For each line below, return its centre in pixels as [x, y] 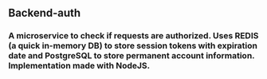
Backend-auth [45, 13]
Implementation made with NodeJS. [79, 65]
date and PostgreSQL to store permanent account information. [132, 56]
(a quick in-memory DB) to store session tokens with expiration [133, 45]
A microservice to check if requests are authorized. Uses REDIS [133, 36]
